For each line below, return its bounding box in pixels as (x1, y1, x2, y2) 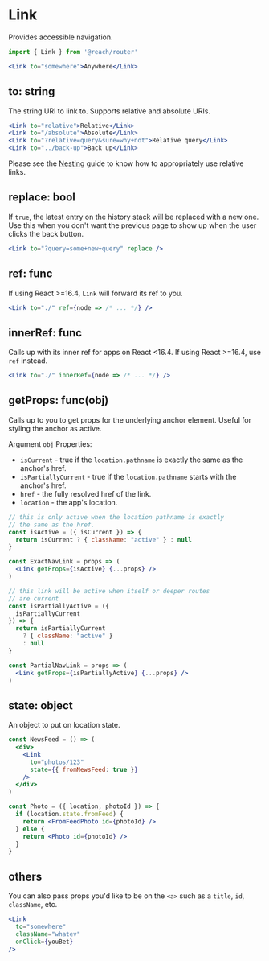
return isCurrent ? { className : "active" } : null (15, 535, 193, 544)
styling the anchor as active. (8, 423, 102, 433)
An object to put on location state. (8, 720, 120, 730)
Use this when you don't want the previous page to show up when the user (8, 220, 257, 230)
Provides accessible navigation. (8, 32, 113, 42)
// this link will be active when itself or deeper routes (8, 587, 210, 595)
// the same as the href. (8, 521, 95, 529)
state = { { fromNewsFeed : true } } (29, 765, 138, 773)
